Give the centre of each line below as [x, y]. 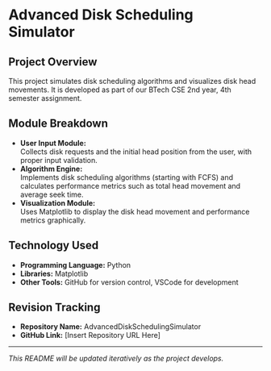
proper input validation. [59, 160]
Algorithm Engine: [51, 169]
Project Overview [53, 62]
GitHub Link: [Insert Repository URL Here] [90, 336]
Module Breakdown [58, 124]
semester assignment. [45, 98]
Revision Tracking [54, 308]
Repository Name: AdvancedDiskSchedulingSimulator [110, 327]
